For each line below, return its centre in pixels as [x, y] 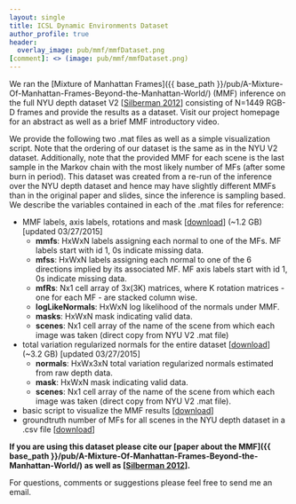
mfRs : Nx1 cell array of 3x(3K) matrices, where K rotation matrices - [160, 288]
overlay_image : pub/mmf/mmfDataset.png [91, 51]
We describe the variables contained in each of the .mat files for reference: [147, 205]
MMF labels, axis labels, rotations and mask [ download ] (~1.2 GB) [142, 222]
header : [24, 42]
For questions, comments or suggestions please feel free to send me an [141, 483]
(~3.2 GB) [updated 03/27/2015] [81, 354]
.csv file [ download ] [58, 429]
